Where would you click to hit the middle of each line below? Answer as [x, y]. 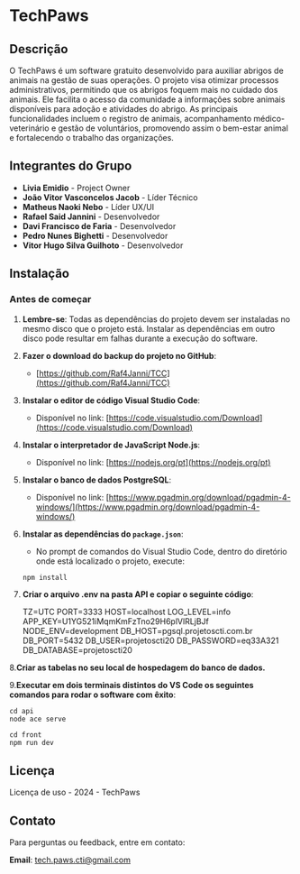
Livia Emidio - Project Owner [76, 188]
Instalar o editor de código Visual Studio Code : [111, 400]
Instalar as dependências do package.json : [103, 534]
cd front [26, 735]
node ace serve [38, 719]
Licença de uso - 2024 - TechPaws [75, 792]
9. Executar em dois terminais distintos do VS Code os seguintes [132, 685]
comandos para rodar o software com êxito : [93, 695]
